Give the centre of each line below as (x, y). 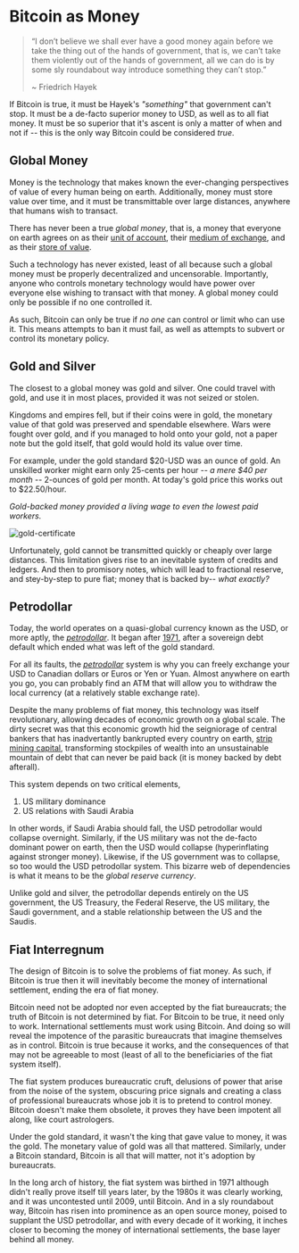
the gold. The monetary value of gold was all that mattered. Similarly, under (148, 1146)
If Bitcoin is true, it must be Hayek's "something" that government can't (140, 104)
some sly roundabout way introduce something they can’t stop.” (149, 70)
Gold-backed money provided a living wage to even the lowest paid (134, 506)
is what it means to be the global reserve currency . (103, 875)
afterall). (25, 767)
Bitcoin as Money (75, 17)
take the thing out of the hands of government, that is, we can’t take (156, 50)
